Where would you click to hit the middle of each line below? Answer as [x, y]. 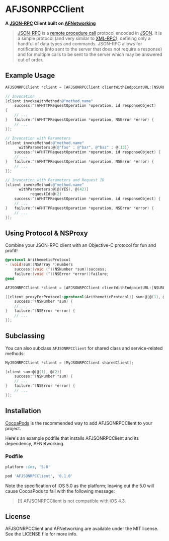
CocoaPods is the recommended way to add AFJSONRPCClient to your [79, 423]
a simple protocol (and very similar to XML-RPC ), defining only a [84, 38]
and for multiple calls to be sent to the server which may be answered [90, 54]
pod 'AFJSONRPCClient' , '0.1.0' [39, 476]
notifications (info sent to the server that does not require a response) [90, 49]
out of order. [30, 59]
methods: [15, 353]
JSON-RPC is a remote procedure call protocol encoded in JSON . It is [90, 33]
